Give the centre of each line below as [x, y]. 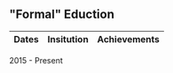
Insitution [68, 39]
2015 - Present [36, 60]
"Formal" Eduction [62, 15]
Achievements [128, 39]
